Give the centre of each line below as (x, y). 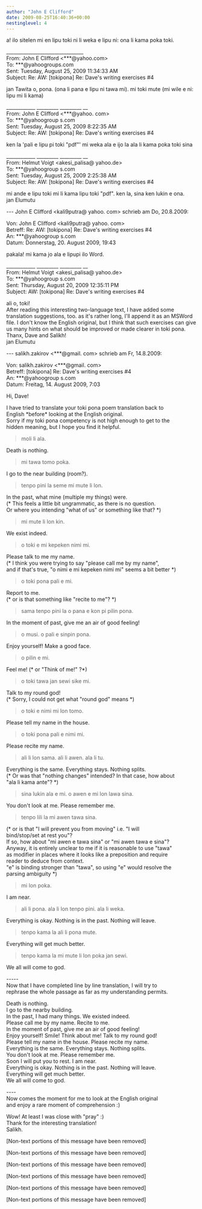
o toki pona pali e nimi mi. (53, 734)
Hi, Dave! (17, 396)
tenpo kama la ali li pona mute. (59, 932)
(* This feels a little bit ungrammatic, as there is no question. (81, 504)
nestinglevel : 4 (27, 23)
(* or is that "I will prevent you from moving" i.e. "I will (73, 829)
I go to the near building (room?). (47, 474)
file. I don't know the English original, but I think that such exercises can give (101, 323)
